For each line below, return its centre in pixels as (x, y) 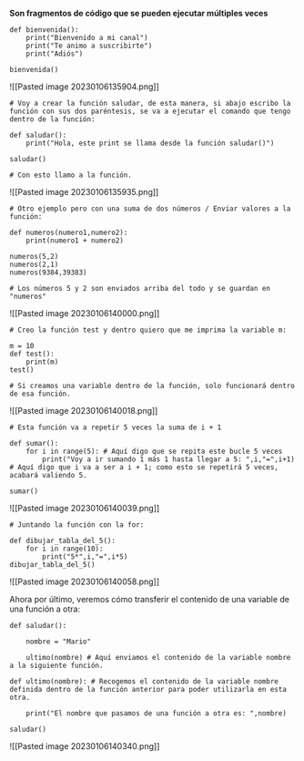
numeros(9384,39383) (49, 273)
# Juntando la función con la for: (77, 525)
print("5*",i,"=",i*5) (85, 557)
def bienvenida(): (44, 30)
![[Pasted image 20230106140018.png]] (84, 411)
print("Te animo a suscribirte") (89, 46)
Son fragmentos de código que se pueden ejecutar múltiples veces (139, 13)
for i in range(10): (65, 549)
